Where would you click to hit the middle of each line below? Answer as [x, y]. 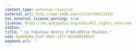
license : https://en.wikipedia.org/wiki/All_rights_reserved [68, 23]
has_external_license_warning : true [42, 18]
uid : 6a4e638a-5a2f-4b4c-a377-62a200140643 [50, 37]
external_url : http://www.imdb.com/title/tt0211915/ [59, 14]
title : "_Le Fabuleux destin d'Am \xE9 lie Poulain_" [58, 32]
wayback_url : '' [21, 41]
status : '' [16, 28]
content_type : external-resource [39, 9]
